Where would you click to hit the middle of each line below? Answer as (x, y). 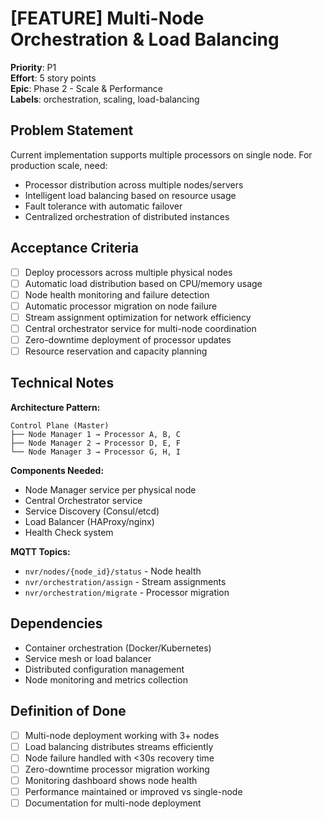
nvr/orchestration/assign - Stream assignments (125, 581)
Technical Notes (62, 383)
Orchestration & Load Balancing (145, 39)
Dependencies (56, 623)
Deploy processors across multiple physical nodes (128, 272)
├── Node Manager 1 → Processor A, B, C (96, 434)
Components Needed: (57, 470)
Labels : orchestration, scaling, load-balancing (105, 99)
